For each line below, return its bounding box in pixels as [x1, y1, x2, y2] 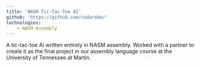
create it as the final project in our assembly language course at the [6, 48, 173, 55]
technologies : [6, 20, 42, 25]
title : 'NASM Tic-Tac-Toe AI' [6, 8, 82, 15]
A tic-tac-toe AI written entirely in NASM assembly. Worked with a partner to [6, 42, 195, 49]
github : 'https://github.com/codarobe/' [6, 14, 109, 20]
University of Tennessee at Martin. [6, 54, 91, 61]
